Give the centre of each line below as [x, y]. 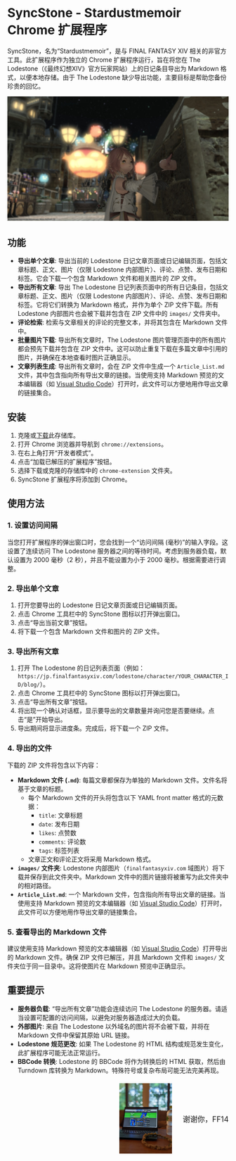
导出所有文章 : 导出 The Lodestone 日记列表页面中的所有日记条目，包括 [120, 287]
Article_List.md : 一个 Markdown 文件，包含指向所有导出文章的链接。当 [122, 894]
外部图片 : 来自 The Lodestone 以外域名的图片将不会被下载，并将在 [113, 1026]
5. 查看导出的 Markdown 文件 [57, 932]
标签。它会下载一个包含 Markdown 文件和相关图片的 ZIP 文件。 [109, 279]
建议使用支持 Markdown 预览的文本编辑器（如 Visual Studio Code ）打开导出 [118, 949]
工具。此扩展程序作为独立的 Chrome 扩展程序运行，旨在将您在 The [104, 59]
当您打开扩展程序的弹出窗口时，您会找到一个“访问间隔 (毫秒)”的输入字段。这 [118, 542]
